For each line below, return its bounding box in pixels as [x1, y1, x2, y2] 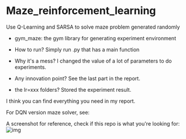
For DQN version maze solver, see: [6, 109, 89, 116]
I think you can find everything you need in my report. [6, 98, 136, 105]
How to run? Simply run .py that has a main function [14, 46, 140, 53]
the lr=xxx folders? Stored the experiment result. [14, 86, 132, 93]
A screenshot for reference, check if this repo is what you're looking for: [6, 120, 180, 127]
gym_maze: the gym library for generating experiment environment [14, 34, 177, 41]
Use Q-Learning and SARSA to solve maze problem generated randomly [6, 23, 180, 30]
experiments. [14, 63, 47, 71]
